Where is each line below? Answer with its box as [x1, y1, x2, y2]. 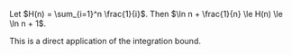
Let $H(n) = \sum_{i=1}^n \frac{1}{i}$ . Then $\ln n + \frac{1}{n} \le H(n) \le [9, 9, 284, 19]
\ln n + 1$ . [9, 18, 47, 29]
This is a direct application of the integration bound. [9, 36, 201, 46]
